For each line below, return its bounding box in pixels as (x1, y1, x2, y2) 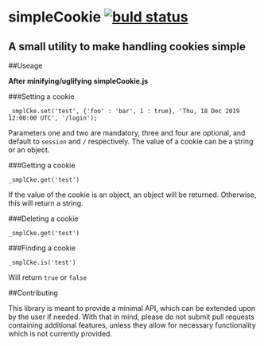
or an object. (8, 145, 50, 155)
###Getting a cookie (8, 160, 76, 170)
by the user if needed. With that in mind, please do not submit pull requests (8, 312, 254, 321)
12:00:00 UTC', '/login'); (8, 114, 98, 122)
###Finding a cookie (8, 243, 76, 253)
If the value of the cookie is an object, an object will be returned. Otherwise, (8, 190, 257, 199)
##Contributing (8, 288, 58, 297)
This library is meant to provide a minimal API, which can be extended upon (8, 304, 256, 313)
